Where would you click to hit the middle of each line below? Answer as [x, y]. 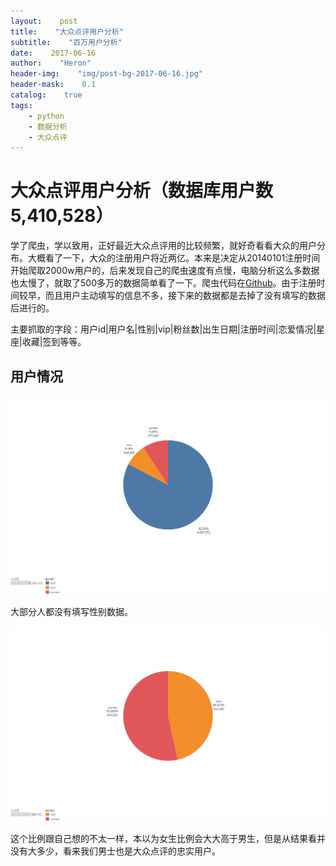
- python [46, 116]
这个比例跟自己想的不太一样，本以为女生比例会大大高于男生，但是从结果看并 [168, 838]
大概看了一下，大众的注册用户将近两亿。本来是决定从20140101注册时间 [174, 258]
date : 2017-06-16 [53, 53]
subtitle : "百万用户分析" [66, 42]
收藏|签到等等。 [54, 342]
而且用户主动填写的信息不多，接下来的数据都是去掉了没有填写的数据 [185, 296]
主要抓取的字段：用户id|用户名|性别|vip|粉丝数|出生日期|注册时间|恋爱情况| [163, 329]
